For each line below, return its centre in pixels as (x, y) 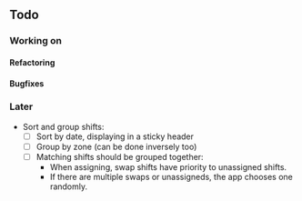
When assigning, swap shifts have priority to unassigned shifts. (168, 166)
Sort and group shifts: (63, 126)
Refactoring (32, 62)
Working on (35, 41)
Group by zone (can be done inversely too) (116, 146)
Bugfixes (27, 83)
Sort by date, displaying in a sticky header (115, 136)
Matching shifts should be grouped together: (120, 156)
